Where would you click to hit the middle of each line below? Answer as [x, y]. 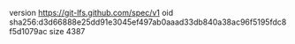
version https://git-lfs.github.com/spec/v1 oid [91, 13]
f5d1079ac [28, 31]
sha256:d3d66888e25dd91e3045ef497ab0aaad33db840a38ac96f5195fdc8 [148, 22]
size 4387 [67, 31]
